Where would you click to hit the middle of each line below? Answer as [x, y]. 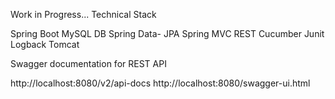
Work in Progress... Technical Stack [83, 14]
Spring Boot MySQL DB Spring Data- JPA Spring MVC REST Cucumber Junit [167, 33]
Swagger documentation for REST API [88, 63]
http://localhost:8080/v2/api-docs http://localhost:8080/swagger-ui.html [160, 83]
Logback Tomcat [45, 44]
